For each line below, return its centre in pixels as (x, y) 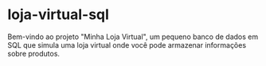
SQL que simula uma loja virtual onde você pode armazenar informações (127, 45)
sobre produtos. (34, 53)
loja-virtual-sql (58, 15)
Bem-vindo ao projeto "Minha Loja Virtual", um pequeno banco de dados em (133, 37)
